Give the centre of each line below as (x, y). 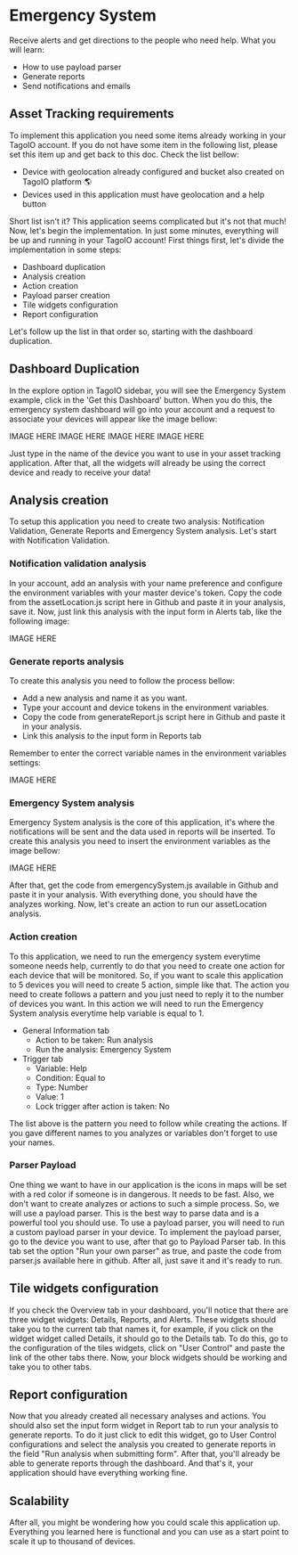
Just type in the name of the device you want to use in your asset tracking (145, 453)
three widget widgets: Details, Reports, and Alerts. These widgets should (143, 1319)
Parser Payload (43, 1166)
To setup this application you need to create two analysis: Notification (137, 521)
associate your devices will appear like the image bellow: (113, 419)
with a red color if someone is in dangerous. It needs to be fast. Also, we (142, 1194)
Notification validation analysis (78, 564)
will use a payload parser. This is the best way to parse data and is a (134, 1213)
